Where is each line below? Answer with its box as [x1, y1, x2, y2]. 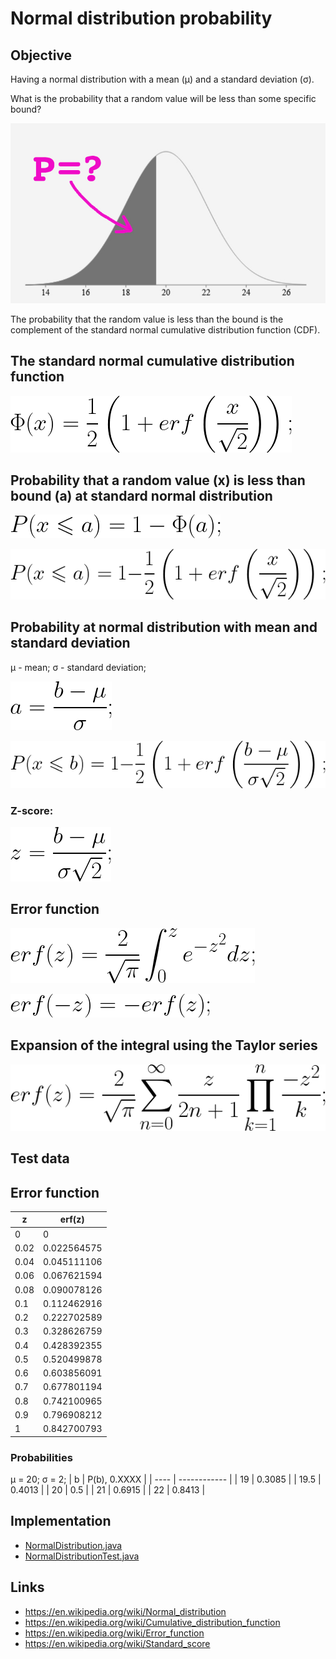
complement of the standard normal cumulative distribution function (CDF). [10, 323, 321, 336]
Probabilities [10, 1450, 73, 1464]
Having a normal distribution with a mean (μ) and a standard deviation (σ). [10, 73, 315, 85]
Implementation [10, 1513, 112, 1530]
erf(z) [59, 1213, 85, 1226]
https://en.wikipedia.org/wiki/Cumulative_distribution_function [24, 1616, 281, 1628]
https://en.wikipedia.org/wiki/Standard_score [24, 1637, 211, 1649]
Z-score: [10, 803, 54, 817]
